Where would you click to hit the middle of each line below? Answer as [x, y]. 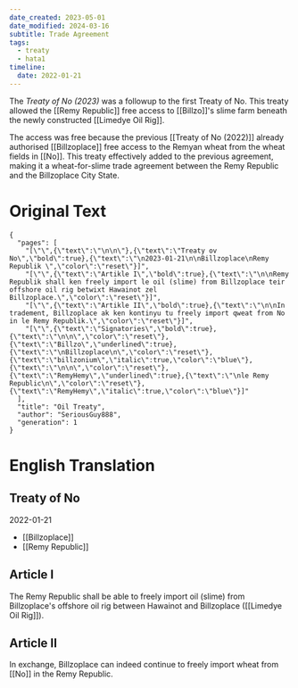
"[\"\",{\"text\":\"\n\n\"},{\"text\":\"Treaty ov [121, 251]
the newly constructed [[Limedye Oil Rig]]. [87, 120]
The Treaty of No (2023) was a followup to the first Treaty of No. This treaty [149, 101]
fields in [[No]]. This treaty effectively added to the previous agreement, [141, 156]
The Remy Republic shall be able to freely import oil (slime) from [127, 596]
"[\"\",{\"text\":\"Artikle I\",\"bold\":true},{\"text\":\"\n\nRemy [157, 274]
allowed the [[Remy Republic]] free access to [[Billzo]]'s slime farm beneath [149, 110]
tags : [19, 42]
